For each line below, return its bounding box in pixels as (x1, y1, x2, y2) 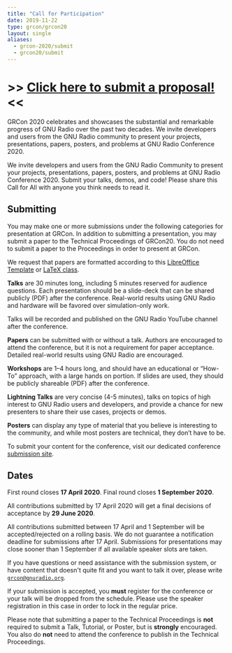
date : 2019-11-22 (7, 17, 58, 24)
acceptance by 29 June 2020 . (7, 509, 96, 518)
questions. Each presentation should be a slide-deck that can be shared (7, 286, 215, 295)
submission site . (7, 449, 55, 458)
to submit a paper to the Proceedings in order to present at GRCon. (7, 244, 201, 253)
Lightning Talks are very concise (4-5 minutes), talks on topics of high (7, 393, 211, 401)
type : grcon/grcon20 (7, 23, 68, 30)
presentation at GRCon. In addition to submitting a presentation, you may (7, 229, 217, 238)
